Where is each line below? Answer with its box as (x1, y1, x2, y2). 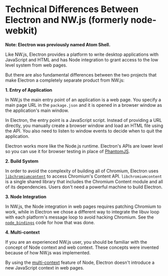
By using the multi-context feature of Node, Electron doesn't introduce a (5, 259, 154, 265)
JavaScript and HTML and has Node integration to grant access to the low (5, 56, 158, 62)
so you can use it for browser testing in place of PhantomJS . (5, 148, 130, 154)
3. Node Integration (5, 193, 47, 199)
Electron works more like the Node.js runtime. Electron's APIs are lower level (5, 143, 163, 149)
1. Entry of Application (5, 87, 53, 93)
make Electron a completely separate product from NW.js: (5, 77, 125, 83)
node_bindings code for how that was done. (5, 219, 95, 225)
